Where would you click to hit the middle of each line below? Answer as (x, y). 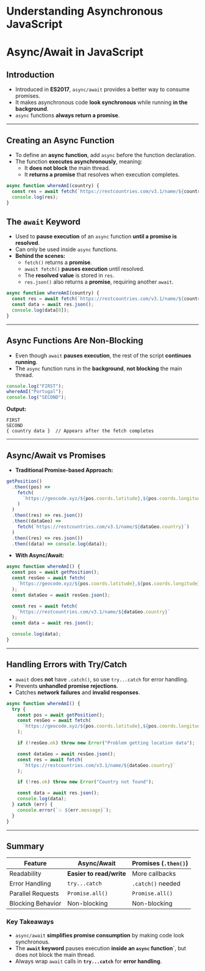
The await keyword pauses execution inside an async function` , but (100, 948)
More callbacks (154, 874)
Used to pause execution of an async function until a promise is (96, 236)
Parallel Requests (34, 893)
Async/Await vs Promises (56, 456)
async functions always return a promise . (67, 115)
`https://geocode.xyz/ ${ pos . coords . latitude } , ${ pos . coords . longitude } (109, 584)
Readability (25, 874)
